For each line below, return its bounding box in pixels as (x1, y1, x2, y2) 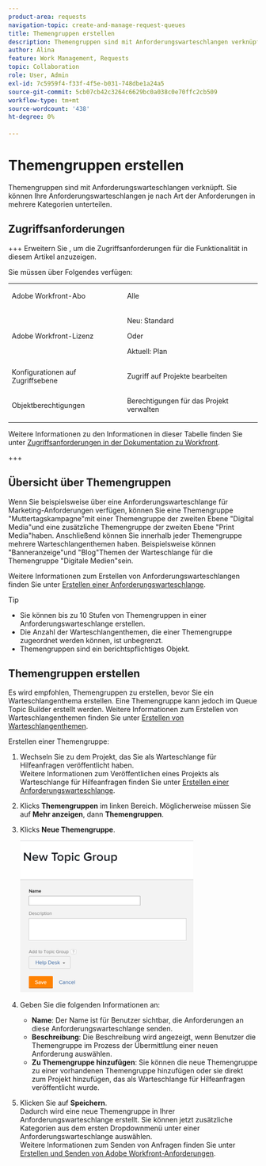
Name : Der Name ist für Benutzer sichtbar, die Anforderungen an (31, 1015, 244, 1025)
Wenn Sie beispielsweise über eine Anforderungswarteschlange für (8, 497, 228, 506)
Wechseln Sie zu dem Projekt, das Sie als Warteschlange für (19, 753, 217, 762)
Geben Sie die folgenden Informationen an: (19, 1000, 161, 1010)
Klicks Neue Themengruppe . (19, 825, 116, 835)
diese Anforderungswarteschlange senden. (31, 1024, 173, 1034)
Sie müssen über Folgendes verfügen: (8, 267, 133, 276)
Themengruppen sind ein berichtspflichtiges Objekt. (19, 644, 190, 653)
